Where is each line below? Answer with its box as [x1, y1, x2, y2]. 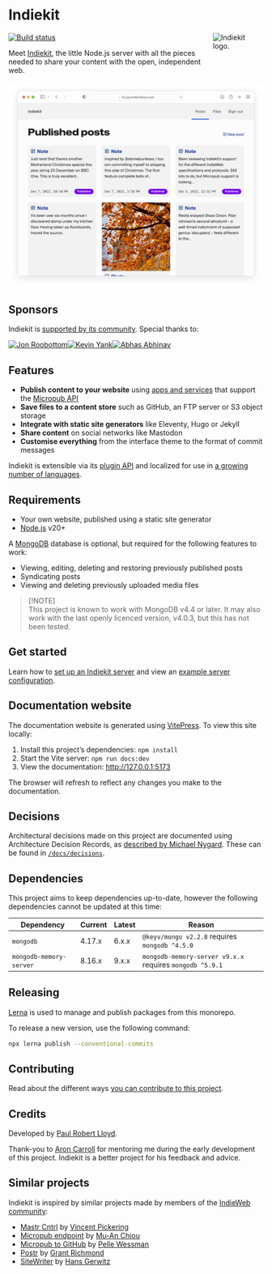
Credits [8, 1107, 47, 1121]
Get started [8, 646, 67, 659]
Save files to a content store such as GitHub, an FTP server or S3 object [19, 403, 263, 412]
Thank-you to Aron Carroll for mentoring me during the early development [8, 1144, 255, 1154]
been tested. [28, 622, 71, 631]
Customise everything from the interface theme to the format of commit [19, 437, 263, 446]
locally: [8, 729, 32, 739]
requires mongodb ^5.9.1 [142, 960, 223, 969]
